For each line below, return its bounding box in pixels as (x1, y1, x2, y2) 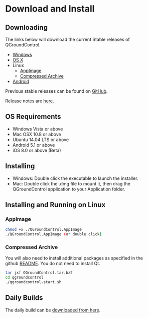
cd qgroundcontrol (5, 275, 44, 280)
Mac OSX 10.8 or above (12, 131, 61, 137)
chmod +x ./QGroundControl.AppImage (5, 227, 82, 232)
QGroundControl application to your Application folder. (12, 186, 125, 192)
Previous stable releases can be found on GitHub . (5, 88, 108, 94)
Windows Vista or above (12, 125, 63, 132)
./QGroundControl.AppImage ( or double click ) (5, 232, 102, 237)
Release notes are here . (5, 98, 54, 104)
